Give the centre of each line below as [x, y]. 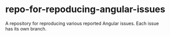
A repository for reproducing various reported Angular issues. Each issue [82, 23]
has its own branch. [26, 28]
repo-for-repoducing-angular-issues [85, 9]
